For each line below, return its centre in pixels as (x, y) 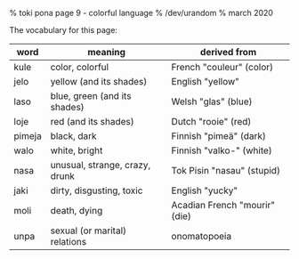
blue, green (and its (91, 96)
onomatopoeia (202, 236)
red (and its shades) (93, 121)
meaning (107, 52)
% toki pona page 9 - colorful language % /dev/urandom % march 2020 (141, 13)
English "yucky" (205, 190)
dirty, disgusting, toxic (97, 190)
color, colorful (80, 67)
